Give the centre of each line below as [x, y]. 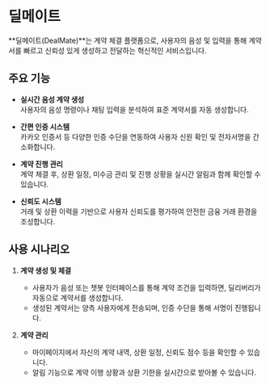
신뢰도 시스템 [41, 201]
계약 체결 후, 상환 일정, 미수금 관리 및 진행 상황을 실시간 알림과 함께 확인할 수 [140, 174]
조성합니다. [38, 221]
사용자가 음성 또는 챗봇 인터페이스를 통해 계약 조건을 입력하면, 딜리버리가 [146, 287]
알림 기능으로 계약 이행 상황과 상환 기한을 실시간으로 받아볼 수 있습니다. [144, 372]
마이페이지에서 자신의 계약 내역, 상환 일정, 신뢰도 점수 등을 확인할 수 [139, 352]
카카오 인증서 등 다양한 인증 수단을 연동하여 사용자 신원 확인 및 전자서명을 [135, 136]
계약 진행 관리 [41, 164]
